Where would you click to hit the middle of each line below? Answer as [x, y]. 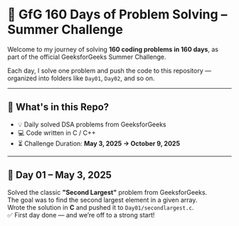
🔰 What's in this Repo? [58, 107]
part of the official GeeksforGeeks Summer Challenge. [87, 57]
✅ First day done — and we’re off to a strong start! [81, 215]
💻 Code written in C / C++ [57, 133]
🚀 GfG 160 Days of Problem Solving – [117, 15]
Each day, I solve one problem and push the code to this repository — [110, 70]
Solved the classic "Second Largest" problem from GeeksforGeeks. [107, 192]
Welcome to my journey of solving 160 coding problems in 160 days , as [113, 49]
